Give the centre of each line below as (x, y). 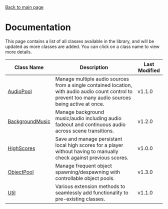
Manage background (79, 112)
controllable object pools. (85, 178)
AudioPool (20, 91)
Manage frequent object (84, 165)
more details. (19, 51)
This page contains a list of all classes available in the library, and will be (80, 41)
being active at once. (80, 103)
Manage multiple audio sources (92, 78)
